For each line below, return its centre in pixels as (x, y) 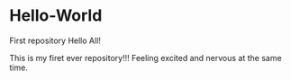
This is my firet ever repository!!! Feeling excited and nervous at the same (145, 58)
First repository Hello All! (55, 40)
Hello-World (56, 16)
